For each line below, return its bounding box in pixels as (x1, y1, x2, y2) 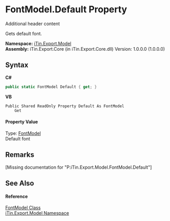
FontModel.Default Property (5, 4, 128, 15)
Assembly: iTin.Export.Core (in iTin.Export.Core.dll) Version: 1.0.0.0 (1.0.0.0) (5, 46, 165, 52)
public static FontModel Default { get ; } (5, 84, 97, 89)
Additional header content (5, 21, 60, 27)
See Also (5, 179, 34, 188)
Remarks (5, 150, 35, 159)
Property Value (5, 119, 38, 125)
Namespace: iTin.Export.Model (5, 40, 71, 47)
